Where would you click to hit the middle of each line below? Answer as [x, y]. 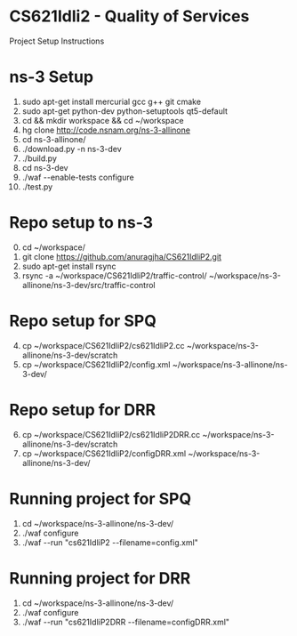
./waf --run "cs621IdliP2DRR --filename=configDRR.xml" [125, 622]
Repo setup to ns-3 [81, 223]
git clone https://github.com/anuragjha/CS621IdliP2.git [122, 256]
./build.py [40, 158]
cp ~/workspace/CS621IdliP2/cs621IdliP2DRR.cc [111, 434]
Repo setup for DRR [83, 410]
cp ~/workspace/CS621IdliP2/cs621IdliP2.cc [103, 345]
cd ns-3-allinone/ [54, 139]
